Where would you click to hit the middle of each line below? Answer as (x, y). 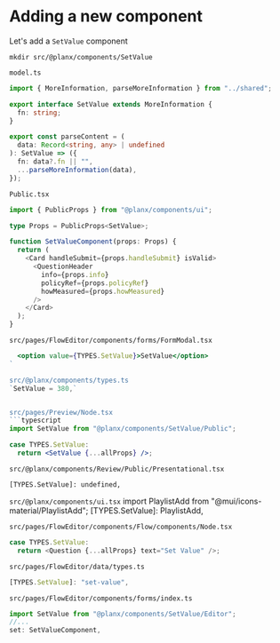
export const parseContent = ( (67, 137)
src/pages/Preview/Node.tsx (61, 412)
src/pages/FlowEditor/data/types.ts (77, 567)
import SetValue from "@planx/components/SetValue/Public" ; (123, 429)
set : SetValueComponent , (55, 631)
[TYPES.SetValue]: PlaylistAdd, (147, 510)
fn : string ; (40, 113)
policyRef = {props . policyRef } (95, 283)
